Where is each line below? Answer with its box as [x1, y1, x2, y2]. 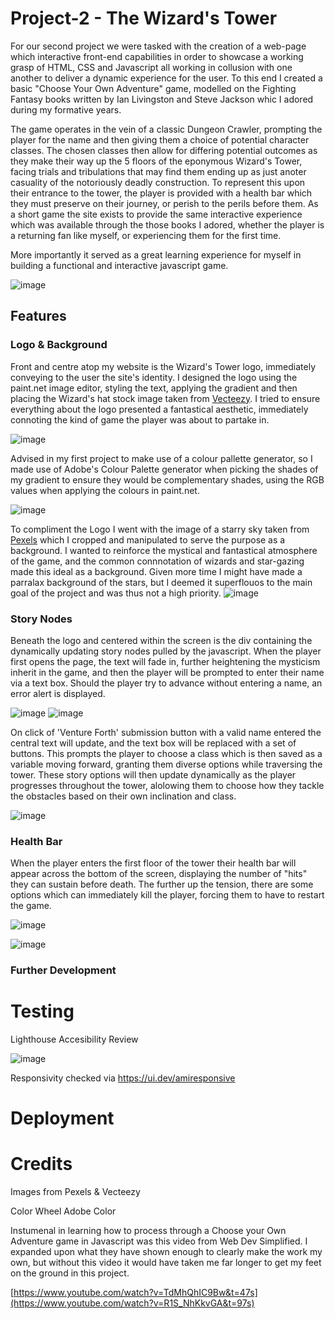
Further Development [10, 963, 117, 977]
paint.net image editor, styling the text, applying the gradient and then [10, 382, 298, 394]
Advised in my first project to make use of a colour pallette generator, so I [10, 452, 313, 464]
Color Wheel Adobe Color [10, 1205, 117, 1217]
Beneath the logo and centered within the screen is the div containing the [10, 634, 313, 646]
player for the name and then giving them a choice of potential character [10, 133, 310, 146]
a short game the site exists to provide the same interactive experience [10, 208, 303, 220]
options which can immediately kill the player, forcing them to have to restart [10, 889, 325, 901]
